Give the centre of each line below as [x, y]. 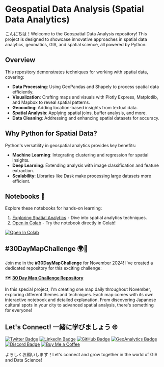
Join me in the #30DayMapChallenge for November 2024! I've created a [79, 263]
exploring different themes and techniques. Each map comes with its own [79, 295]
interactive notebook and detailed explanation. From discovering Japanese [81, 300]
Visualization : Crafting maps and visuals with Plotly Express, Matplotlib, [85, 97]
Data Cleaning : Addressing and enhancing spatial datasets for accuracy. [86, 118]
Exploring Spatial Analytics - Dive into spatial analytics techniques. [80, 218]
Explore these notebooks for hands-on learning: [54, 208]
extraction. [23, 170]
